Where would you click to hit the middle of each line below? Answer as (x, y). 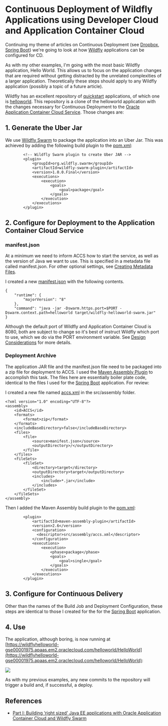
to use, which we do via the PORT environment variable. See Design (75, 337)
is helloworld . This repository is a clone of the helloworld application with (80, 101)
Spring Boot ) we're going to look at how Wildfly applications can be (75, 50)
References (24, 701)
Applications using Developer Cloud (82, 20)
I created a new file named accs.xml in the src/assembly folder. (70, 392)
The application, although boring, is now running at (58, 639)
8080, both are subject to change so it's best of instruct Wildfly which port (82, 332)
